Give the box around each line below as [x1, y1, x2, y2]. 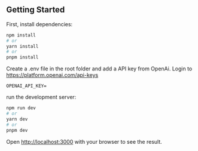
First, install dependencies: [6, 20, 73, 27]
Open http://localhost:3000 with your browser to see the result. [6, 138, 163, 145]
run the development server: [6, 94, 77, 101]
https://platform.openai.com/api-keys [6, 72, 99, 79]
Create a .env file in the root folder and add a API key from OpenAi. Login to [6, 65, 193, 72]
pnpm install [6, 54, 39, 60]
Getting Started [6, 5, 65, 15]
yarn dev [6, 116, 28, 122]
